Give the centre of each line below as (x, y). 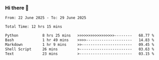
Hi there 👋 (17, 8)
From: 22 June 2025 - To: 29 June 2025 (46, 18)
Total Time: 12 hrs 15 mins (34, 27)
